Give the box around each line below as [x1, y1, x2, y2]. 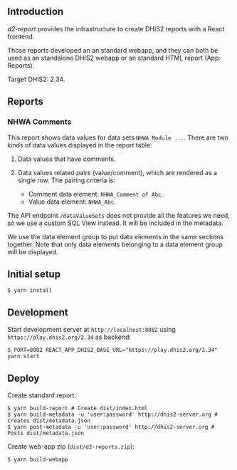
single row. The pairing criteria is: [17, 176, 116, 184]
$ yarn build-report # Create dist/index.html [7, 404, 148, 412]
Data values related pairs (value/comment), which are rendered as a [17, 168, 218, 177]
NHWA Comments [7, 117, 72, 127]
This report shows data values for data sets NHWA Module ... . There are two [7, 133, 229, 142]
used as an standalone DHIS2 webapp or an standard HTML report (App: [7, 53, 221, 62]
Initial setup [7, 268, 61, 280]
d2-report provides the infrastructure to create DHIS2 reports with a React [7, 24, 225, 33]
